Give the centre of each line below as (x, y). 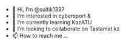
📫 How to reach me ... (40, 36)
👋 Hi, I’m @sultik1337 (38, 9)
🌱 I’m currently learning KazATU (52, 22)
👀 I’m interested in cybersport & (51, 16)
